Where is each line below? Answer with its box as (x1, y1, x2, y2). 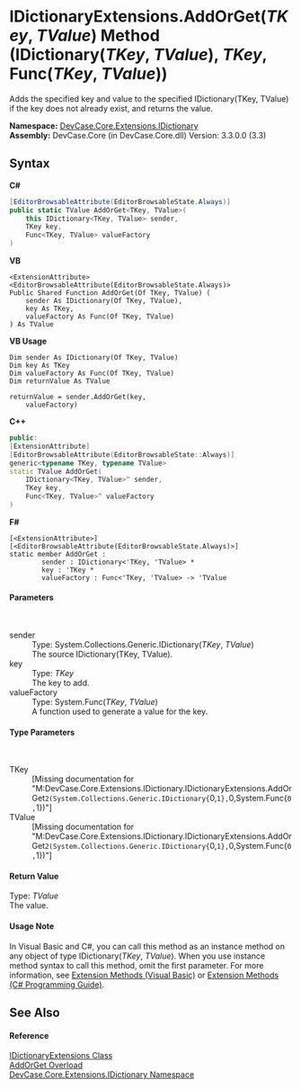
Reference (9, 1030, 49, 1040)
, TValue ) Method (27, 25, 160, 46)
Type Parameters (9, 727, 75, 737)
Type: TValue (9, 890, 59, 901)
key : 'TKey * (41, 565, 94, 575)
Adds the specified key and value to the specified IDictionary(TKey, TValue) (9, 93, 289, 104)
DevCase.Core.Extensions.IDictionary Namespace (9, 1069, 195, 1080)
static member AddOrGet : (9, 549, 106, 558)
